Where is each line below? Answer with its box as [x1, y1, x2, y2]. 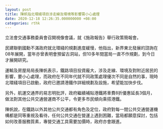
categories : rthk [5, 20, 40, 26]
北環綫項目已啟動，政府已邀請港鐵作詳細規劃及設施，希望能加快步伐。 [5, 80, 146, 86]
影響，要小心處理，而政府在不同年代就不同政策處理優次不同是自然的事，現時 [5, 74, 158, 79]
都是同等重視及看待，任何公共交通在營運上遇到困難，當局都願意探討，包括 [9, 112, 158, 118]
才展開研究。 [5, 57, 31, 63]
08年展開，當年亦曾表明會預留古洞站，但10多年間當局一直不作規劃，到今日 [5, 51, 155, 57]
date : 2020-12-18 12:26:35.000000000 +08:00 [5, 16, 97, 21]
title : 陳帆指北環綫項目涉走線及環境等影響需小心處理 [5, 12, 100, 17]
